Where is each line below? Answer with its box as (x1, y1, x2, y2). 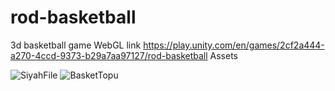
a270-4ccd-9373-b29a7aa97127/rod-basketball (10, 49, 208, 61)
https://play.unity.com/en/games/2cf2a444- (143, 39, 325, 51)
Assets (209, 49, 238, 61)
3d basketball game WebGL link (10, 39, 142, 51)
